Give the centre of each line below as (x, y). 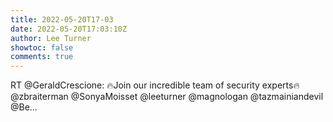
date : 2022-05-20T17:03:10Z (69, 29)
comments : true (42, 57)
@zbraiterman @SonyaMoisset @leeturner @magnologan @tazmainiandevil (167, 97)
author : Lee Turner (51, 38)
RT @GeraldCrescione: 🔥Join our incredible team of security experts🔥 (155, 85)
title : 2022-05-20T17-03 (62, 19)
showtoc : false (42, 47)
